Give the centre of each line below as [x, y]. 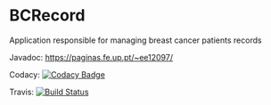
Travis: [21, 92]
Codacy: [25, 74]
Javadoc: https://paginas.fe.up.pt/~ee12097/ [91, 57]
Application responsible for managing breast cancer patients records [135, 40]
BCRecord [47, 16]
